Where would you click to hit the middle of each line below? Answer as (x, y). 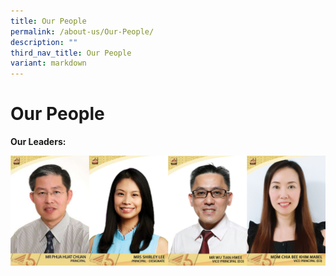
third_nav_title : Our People (71, 53)
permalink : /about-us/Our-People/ (82, 31)
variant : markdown (48, 63)
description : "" (44, 42)
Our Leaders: (38, 142)
